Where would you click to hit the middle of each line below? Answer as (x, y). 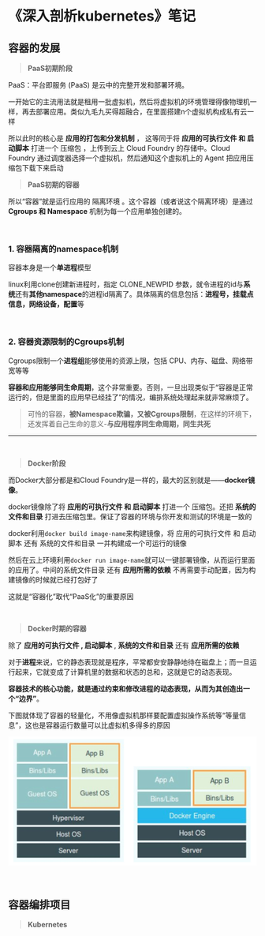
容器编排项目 (39, 905)
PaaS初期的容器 (54, 185)
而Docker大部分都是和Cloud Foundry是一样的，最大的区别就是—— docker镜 (132, 480)
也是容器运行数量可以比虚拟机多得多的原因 (101, 725)
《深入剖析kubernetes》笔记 (102, 16)
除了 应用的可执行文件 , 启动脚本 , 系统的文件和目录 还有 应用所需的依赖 (124, 645)
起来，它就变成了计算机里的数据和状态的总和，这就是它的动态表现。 (125, 672)
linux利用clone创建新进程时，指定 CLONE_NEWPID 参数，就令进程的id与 (126, 284)
